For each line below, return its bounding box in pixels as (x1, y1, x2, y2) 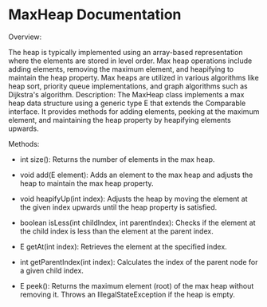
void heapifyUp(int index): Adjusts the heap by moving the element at (19, 194, 249, 203)
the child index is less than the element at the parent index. (19, 226, 214, 236)
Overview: (8, 32, 42, 41)
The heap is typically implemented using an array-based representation (8, 47, 243, 57)
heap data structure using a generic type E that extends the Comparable (8, 98, 246, 108)
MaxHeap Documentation (8, 6, 182, 24)
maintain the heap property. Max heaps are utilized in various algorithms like (8, 73, 259, 82)
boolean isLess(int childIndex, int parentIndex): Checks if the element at (19, 218, 257, 227)
